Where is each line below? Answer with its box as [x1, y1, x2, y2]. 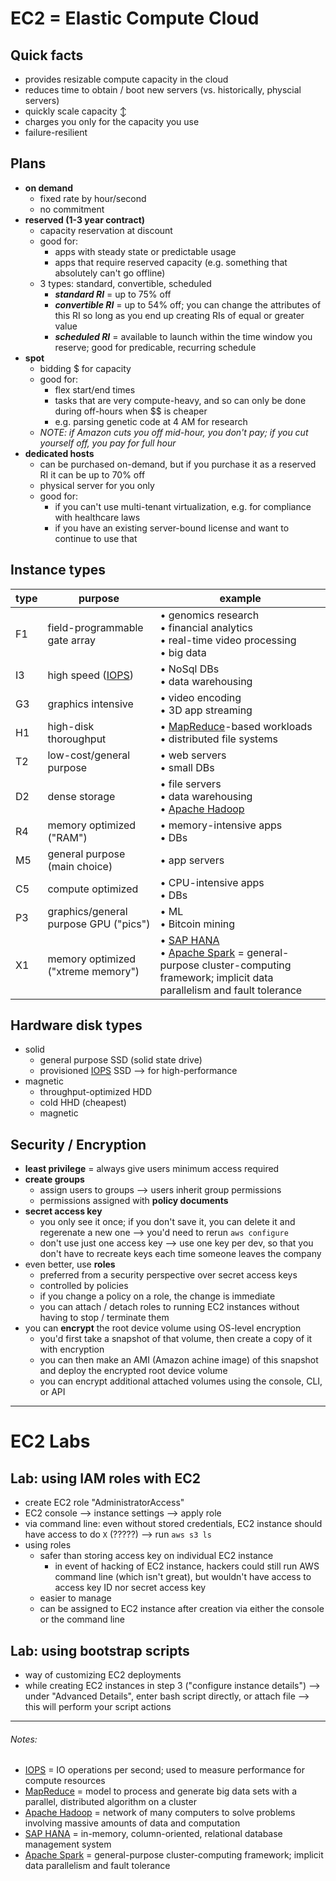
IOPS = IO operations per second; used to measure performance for [24, 1764, 305, 1776]
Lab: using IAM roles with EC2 [10, 1470, 201, 1487]
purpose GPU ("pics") [47, 917, 151, 931]
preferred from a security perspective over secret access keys [39, 1269, 298, 1281]
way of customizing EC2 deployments [24, 1669, 182, 1681]
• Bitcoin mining [159, 917, 236, 931]
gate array [47, 633, 96, 647]
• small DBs [159, 760, 215, 774]
